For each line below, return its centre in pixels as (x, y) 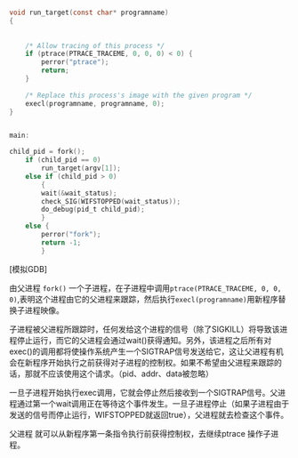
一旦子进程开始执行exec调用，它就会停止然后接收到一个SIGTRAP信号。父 (144, 392)
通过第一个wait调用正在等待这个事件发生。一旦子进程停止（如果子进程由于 (153, 403)
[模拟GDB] (28, 269)
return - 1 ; (61, 242)
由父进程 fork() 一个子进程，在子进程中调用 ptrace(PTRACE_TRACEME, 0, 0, (145, 288)
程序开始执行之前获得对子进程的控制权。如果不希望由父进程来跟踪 (153, 362)
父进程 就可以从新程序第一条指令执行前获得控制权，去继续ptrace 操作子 (140, 433)
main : (19, 136)
